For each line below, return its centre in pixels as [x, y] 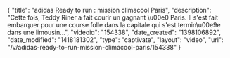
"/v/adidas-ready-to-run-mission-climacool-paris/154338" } [94, 47]
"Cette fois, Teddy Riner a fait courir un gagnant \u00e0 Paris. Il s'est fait [113, 17]
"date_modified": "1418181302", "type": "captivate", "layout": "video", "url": [115, 40]
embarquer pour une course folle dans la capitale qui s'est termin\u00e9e [114, 25]
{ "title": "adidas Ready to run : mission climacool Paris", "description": [109, 10]
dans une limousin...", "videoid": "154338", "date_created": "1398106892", [114, 32]
